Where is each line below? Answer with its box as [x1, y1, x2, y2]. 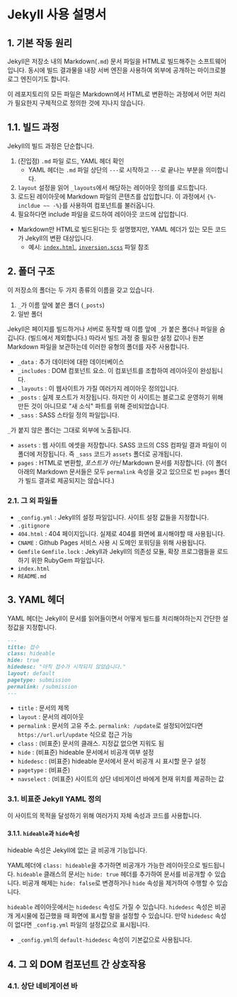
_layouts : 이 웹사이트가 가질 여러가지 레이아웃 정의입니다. [17, 384, 179, 392]
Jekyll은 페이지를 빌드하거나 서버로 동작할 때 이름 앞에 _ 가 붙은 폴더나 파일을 [7, 324, 218, 333]
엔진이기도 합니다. [20, 75, 70, 83]
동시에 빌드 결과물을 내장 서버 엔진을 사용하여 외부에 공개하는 [28, 66, 196, 74]
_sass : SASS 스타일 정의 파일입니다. [17, 411, 120, 419]
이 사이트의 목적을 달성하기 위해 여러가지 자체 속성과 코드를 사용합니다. [7, 811, 202, 820]
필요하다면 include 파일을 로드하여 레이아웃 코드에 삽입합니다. [17, 210, 189, 218]
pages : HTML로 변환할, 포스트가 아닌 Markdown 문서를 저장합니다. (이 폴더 [17, 458, 228, 467]
